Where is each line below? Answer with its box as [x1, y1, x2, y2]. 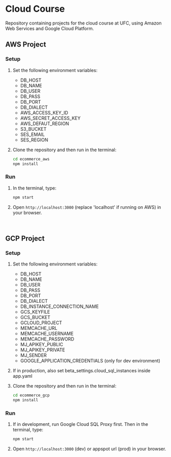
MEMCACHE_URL [20, 325, 58, 331]
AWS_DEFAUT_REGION [20, 121, 69, 127]
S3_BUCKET [20, 126, 47, 132]
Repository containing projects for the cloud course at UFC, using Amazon [5, 20, 162, 26]
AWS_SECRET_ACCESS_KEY [20, 115, 81, 121]
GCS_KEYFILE [20, 309, 50, 315]
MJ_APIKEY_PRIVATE [20, 347, 65, 353]
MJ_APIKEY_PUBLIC [20, 342, 63, 348]
